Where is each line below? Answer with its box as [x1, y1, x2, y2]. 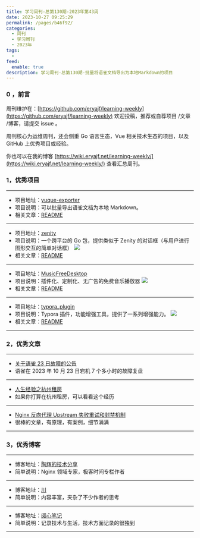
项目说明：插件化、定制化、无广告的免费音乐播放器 [14, 277, 140, 284]
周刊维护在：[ [6, 105, 40, 112]
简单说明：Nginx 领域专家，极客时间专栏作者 [14, 468, 125, 476]
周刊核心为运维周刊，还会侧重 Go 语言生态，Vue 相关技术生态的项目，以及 [6, 132, 189, 140]
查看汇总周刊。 [106, 160, 143, 167]
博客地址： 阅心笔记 [14, 512, 62, 519]
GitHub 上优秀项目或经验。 [6, 140, 72, 147]
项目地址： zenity [14, 229, 57, 237]
